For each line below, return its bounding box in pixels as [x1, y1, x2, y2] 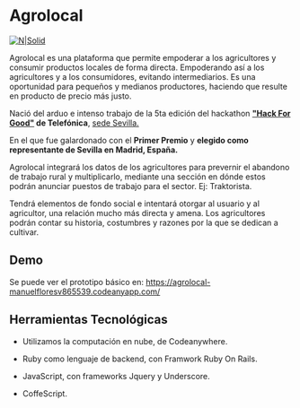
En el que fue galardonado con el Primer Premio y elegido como [9, 135, 249, 145]
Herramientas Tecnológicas [9, 312, 168, 327]
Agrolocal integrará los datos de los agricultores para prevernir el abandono [9, 161, 290, 172]
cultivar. [9, 226, 39, 238]
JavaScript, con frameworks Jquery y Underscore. [22, 370, 211, 381]
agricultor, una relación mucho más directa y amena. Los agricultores [9, 207, 266, 218]
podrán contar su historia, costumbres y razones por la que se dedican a [9, 217, 278, 228]
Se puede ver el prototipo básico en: [9, 276, 145, 287]
